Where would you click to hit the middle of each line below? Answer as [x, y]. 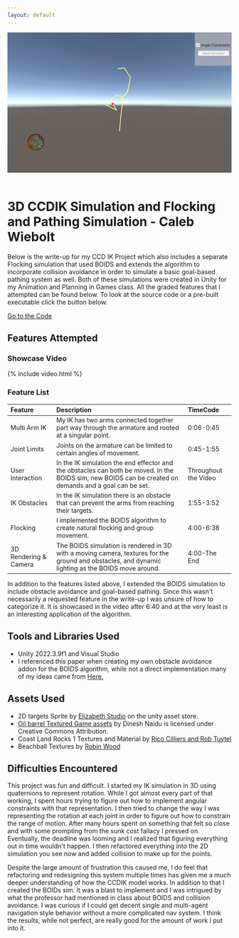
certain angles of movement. [98, 453]
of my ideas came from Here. [60, 676]
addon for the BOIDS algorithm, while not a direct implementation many [122, 669]
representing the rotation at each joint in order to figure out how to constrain [119, 816]
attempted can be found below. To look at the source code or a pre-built [113, 294]
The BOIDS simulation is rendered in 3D [114, 546]
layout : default [31, 15]
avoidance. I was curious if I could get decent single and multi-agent [108, 905]
